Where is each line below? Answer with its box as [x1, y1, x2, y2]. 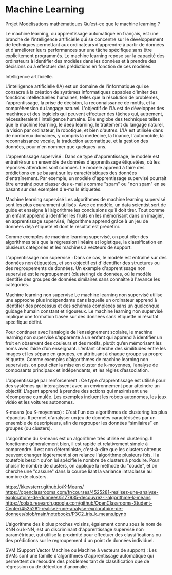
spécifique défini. [5, 319, 43, 325]
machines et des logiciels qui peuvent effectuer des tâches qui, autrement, [5, 111, 163, 117]
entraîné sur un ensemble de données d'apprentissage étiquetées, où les [5, 158, 160, 165]
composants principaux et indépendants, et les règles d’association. [5, 367, 149, 373]
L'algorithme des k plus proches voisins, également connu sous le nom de [5, 520, 162, 527]
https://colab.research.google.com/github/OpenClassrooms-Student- [5, 500, 152, 506]
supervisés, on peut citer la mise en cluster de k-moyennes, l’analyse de [5, 362, 158, 368]
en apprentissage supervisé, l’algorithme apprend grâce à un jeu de [5, 218, 148, 224]
